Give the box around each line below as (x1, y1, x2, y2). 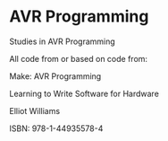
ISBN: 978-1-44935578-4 (9, 123, 104, 134)
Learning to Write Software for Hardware (9, 88, 159, 99)
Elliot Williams (9, 105, 61, 116)
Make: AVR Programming (9, 70, 102, 82)
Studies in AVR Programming (9, 36, 116, 47)
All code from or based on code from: (9, 53, 148, 64)
